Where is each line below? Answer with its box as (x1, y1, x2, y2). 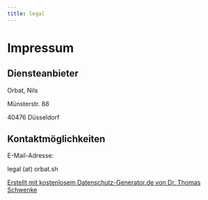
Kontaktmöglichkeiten (7, 133, 106, 145)
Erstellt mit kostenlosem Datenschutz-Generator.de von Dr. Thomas (7, 178, 201, 187)
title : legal (7, 10, 45, 17)
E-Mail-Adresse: (7, 151, 54, 160)
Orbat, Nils (7, 86, 38, 94)
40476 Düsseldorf (7, 112, 60, 122)
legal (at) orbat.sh (7, 165, 58, 174)
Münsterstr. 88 (7, 99, 50, 108)
